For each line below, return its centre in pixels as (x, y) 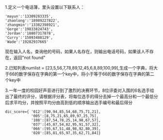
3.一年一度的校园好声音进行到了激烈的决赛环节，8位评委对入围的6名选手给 (80, 90)
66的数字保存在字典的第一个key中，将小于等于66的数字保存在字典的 (77, 74)
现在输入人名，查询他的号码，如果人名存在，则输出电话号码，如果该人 (75, 52)
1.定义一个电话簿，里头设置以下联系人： (45, 7)
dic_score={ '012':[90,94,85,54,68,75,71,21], (53, 112)
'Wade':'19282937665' (27, 42)
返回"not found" (29, 58)
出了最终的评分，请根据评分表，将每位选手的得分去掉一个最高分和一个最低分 (81, 96)
